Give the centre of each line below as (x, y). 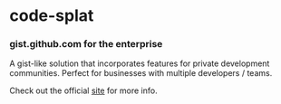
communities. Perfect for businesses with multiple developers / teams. (141, 73)
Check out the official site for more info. (83, 90)
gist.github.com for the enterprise (86, 44)
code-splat (52, 16)
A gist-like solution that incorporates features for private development (140, 63)
